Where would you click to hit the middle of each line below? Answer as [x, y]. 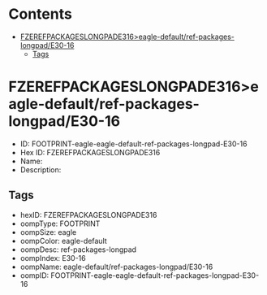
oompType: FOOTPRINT [60, 223]
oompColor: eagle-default [63, 241]
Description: [41, 169]
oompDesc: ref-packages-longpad [78, 249]
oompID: [34, 275]
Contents [41, 14]
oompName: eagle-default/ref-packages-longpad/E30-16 [116, 267]
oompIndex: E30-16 [53, 258]
